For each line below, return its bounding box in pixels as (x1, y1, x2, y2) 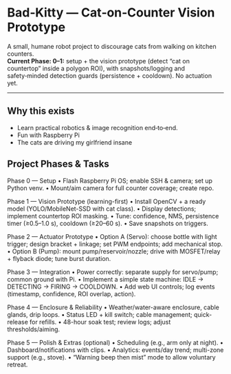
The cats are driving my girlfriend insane (16, 138, 133, 146)
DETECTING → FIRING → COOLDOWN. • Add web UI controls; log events (7, 282, 215, 291)
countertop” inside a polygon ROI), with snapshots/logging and (7, 64, 186, 72)
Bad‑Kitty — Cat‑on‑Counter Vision (7, 5, 215, 21)
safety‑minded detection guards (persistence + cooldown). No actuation (7, 71, 212, 80)
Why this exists (7, 105, 75, 117)
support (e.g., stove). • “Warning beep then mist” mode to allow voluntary (7, 353, 216, 361)
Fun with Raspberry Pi (16, 131, 80, 139)
